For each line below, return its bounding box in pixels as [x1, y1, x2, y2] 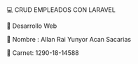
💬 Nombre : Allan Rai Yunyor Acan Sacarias [6, 35, 131, 43]
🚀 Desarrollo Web [6, 22, 57, 30]
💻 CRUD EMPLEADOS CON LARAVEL [6, 6, 116, 14]
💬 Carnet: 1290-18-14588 [6, 49, 80, 57]
